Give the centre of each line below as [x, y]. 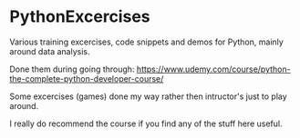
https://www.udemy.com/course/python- [213, 69]
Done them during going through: [72, 69]
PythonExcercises [80, 17]
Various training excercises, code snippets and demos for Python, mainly [147, 42]
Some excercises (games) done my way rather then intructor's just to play [148, 96]
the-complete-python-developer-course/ [87, 78]
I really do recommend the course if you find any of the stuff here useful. [146, 123]
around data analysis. [50, 51]
